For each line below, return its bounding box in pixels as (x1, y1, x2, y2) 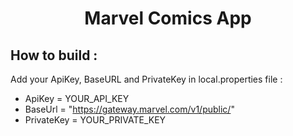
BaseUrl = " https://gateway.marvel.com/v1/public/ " (24, 103, 235, 115)
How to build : (10, 47, 98, 64)
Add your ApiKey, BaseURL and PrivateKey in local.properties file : (10, 73, 283, 85)
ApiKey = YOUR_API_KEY (24, 93, 130, 104)
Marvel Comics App (84, 7, 252, 30)
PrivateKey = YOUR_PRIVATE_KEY (24, 114, 167, 126)
